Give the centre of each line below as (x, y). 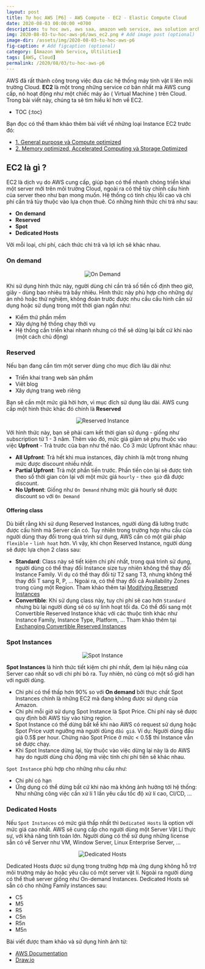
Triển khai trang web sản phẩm (54, 377)
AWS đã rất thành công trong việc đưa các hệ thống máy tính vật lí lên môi (100, 81)
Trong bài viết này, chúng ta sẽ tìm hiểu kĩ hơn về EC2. (75, 100)
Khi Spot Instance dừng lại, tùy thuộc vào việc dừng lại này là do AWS (103, 750)
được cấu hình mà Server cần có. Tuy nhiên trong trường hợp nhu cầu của (99, 530)
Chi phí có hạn (33, 781)
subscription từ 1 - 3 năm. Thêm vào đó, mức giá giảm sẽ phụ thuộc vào (97, 439)
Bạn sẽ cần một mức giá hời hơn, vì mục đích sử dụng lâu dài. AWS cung (98, 402)
